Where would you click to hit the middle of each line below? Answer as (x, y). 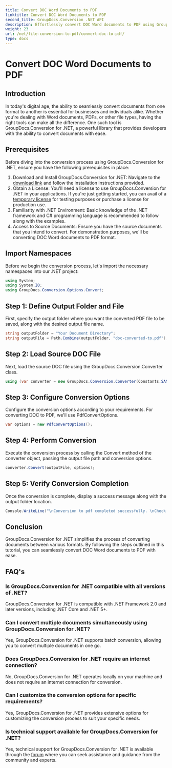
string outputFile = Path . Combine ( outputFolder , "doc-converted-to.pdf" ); (87, 338)
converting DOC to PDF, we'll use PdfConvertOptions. (62, 415)
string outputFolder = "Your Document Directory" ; (60, 333)
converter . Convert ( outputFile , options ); (50, 467)
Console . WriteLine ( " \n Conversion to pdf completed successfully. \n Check (86, 511)
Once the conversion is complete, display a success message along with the (86, 496)
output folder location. (29, 501)
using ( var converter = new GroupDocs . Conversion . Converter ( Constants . (83, 381)
